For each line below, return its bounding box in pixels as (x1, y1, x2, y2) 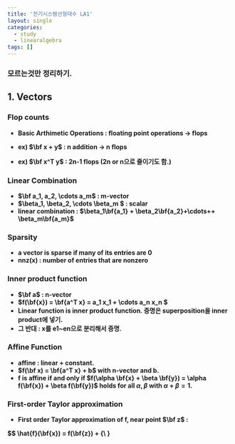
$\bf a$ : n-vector (17, 290, 72, 298)
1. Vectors (7, 91, 53, 104)
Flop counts (7, 112, 50, 122)
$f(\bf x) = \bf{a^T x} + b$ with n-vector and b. (17, 365, 160, 375)
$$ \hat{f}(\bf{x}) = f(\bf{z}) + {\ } (7, 429, 110, 438)
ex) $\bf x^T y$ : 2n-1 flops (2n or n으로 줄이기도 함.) (17, 157, 172, 166)
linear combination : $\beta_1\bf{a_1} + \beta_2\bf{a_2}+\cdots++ (17, 206, 216, 215)
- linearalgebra (14, 37, 62, 44)
